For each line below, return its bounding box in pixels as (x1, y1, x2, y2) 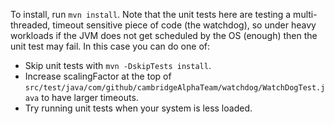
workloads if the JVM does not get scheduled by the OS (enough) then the (10, 30, 318, 41)
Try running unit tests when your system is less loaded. (24, 102, 253, 114)
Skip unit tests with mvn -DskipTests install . (24, 60, 212, 71)
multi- (293, 9, 318, 20)
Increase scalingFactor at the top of (24, 70, 172, 82)
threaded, (10, 19, 51, 31)
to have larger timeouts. (41, 92, 139, 103)
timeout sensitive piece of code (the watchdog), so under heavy (52, 19, 317, 31)
